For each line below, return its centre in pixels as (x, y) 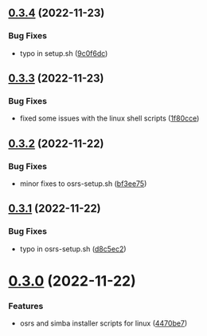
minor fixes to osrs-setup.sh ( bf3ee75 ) (83, 184)
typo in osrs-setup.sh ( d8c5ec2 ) (73, 249)
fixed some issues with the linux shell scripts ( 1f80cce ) (109, 118)
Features (26, 306)
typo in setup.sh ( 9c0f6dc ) (64, 53)
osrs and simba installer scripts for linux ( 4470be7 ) (103, 323)
